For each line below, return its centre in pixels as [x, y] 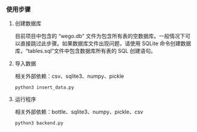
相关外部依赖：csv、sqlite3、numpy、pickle [69, 76]
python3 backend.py [39, 123]
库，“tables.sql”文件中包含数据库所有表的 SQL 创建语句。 [85, 51]
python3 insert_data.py [44, 87]
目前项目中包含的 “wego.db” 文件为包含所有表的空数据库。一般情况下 [100, 36]
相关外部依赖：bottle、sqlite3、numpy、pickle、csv [79, 112]
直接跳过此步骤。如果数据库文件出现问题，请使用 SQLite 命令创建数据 [106, 43]
